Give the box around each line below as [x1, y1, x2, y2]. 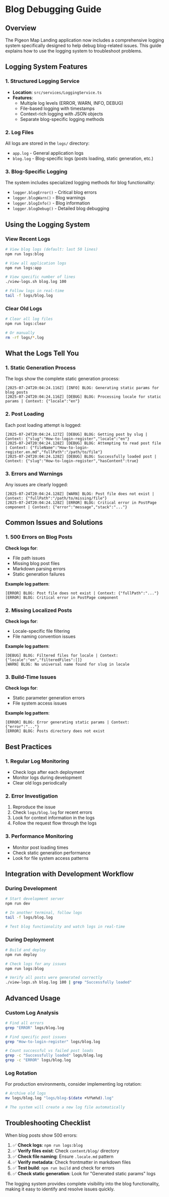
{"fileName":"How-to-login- [30, 445, 89, 450]
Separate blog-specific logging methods [20, 116, 104, 122]
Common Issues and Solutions [5, 518, 103, 527]
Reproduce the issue [12, 804, 56, 810]
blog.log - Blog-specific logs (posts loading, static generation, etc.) [12, 155, 154, 161]
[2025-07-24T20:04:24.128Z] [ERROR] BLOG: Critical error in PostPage [5, 500, 157, 506]
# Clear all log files [5, 316, 53, 322]
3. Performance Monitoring [5, 833, 73, 840]
